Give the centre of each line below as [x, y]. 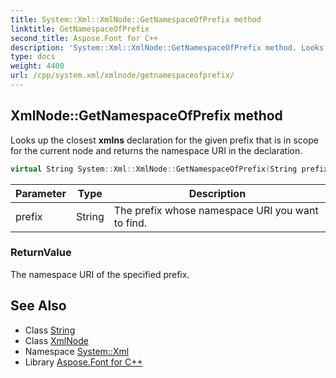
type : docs [33, 57]
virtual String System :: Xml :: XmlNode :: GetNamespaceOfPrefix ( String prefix [169, 169]
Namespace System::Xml [77, 351]
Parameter [41, 193]
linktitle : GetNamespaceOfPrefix [80, 29]
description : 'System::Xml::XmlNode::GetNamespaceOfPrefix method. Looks [167, 47]
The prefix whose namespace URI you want [216, 210]
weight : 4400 [37, 66]
